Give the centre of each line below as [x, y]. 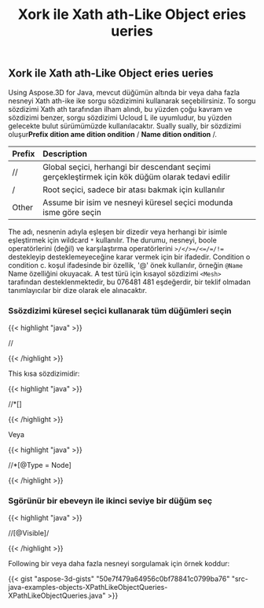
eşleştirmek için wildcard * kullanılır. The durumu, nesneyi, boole [113, 240]
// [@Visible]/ [29, 533]
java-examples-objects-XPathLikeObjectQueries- [88, 588]
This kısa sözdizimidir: [44, 373]
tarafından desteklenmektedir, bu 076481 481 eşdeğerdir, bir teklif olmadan [130, 282]
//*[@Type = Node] [40, 465]
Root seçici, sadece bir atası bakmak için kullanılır [134, 189]
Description [65, 154]
